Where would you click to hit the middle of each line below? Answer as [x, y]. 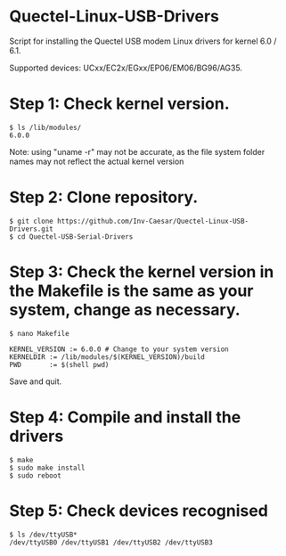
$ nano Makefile [39, 333]
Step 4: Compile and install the [125, 417]
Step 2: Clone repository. [104, 197]
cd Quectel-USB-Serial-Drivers [75, 237]
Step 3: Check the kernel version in [142, 272]
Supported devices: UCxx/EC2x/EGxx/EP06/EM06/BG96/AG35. [126, 68]
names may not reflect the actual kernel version [97, 161]
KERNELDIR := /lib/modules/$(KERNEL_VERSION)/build [107, 357]
